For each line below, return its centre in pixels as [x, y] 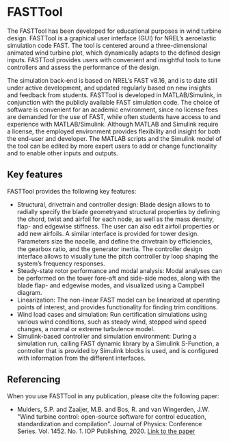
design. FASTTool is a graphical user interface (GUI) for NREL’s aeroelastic [112, 38]
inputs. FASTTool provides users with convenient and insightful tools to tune [114, 60]
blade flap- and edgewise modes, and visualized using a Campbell [111, 285]
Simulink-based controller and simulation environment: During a [107, 336]
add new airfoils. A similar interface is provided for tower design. [108, 233]
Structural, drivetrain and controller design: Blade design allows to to [113, 204]
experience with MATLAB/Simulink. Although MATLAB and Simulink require [113, 124]
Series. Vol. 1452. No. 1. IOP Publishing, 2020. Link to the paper [106, 431]
